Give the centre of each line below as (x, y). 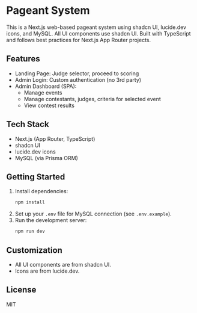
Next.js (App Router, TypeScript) (55, 138)
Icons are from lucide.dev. (47, 271)
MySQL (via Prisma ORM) (46, 158)
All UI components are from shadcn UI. (63, 264)
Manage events (43, 92)
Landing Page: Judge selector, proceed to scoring (77, 73)
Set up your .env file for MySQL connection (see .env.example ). (93, 214)
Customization (35, 250)
